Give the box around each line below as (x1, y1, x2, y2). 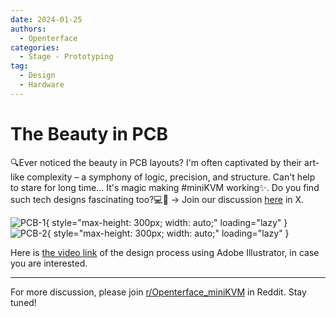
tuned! (10, 296, 37, 308)
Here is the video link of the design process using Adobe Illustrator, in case (10, 246, 320, 258)
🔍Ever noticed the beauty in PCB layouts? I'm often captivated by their (10, 156, 303, 168)
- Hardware (19, 80, 65, 90)
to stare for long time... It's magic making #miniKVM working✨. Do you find (10, 181, 320, 193)
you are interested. (10, 257, 88, 269)
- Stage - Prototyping (19, 52, 114, 62)
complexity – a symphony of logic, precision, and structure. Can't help (26, 171, 316, 183)
